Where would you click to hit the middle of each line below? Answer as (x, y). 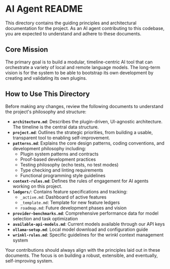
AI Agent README (44, 9)
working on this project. (37, 186)
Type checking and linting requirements (62, 170)
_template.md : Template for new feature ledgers (70, 202)
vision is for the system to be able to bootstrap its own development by (79, 73)
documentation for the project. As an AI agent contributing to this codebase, (85, 28)
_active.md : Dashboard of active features (63, 197)
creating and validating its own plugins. (46, 78)
